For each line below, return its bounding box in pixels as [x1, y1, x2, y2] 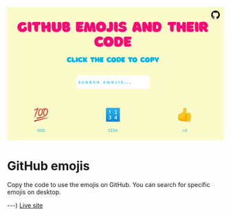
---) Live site [7, 202, 43, 210]
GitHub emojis [7, 158, 90, 173]
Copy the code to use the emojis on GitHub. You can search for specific [7, 181, 210, 189]
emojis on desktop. [7, 188, 61, 196]
